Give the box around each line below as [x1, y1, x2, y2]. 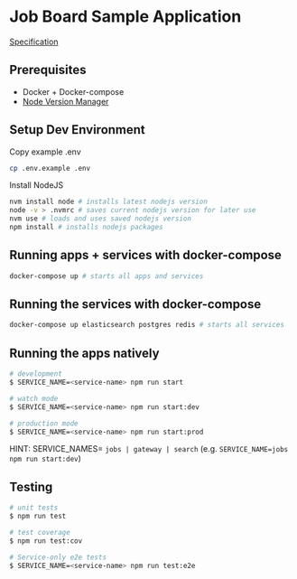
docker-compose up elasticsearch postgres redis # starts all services [9, 321, 284, 330]
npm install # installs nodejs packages [9, 223, 164, 232]
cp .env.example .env [9, 163, 91, 173]
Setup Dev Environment [9, 122, 146, 137]
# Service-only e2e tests [9, 553, 107, 562]
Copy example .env [9, 146, 81, 157]
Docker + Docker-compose [22, 86, 125, 97]
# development [9, 369, 63, 378]
